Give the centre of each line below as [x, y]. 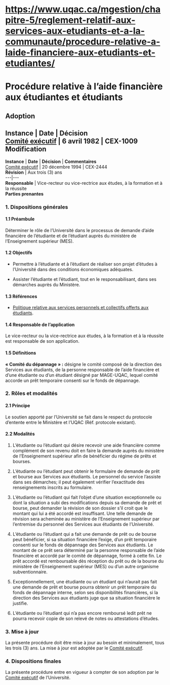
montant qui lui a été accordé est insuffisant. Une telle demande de [82, 513]
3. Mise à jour [22, 632]
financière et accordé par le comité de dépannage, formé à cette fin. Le [87, 556]
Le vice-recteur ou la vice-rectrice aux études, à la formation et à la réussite [84, 336]
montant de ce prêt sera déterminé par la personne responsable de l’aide [89, 550]
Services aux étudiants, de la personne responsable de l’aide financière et [82, 370]
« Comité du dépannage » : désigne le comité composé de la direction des [83, 364]
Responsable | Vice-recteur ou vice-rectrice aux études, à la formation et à [84, 183]
